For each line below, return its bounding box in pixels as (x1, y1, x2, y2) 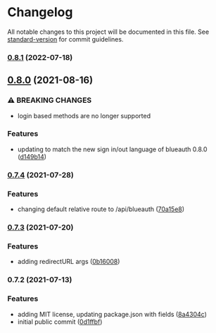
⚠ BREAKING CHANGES (7, 96, 92, 106)
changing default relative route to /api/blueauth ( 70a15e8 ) (17, 205, 185, 213)
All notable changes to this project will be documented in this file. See (7, 27, 210, 36)
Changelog (7, 4, 73, 20)
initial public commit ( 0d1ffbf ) (17, 318, 103, 326)
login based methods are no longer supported (17, 111, 151, 120)
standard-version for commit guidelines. (7, 34, 124, 43)
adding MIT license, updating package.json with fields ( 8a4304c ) (17, 310, 208, 318)
